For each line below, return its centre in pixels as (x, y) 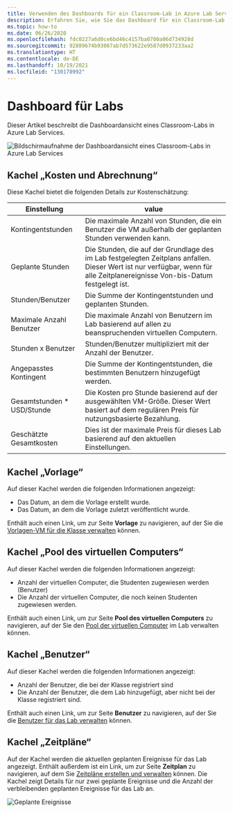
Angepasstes (32, 369)
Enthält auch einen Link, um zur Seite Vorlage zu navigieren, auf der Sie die (115, 523)
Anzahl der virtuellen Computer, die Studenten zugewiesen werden (113, 582)
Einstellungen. (108, 447)
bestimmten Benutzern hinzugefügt (143, 373)
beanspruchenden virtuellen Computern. (151, 333)
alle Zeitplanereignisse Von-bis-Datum (149, 276)
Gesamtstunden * (40, 401)
